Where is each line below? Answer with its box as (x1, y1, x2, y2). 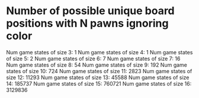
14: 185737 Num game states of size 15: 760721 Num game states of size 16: (6, 80, 192, 87)
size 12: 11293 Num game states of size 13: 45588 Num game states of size (6, 74, 190, 81)
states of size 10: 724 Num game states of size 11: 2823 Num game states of (6, 67, 192, 74)
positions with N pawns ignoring (6, 17, 169, 30)
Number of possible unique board (6, 4, 175, 18)
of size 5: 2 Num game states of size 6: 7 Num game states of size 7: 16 (6, 55, 181, 62)
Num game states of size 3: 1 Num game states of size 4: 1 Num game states (6, 48, 193, 55)
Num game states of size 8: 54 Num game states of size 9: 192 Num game (6, 61, 188, 68)
